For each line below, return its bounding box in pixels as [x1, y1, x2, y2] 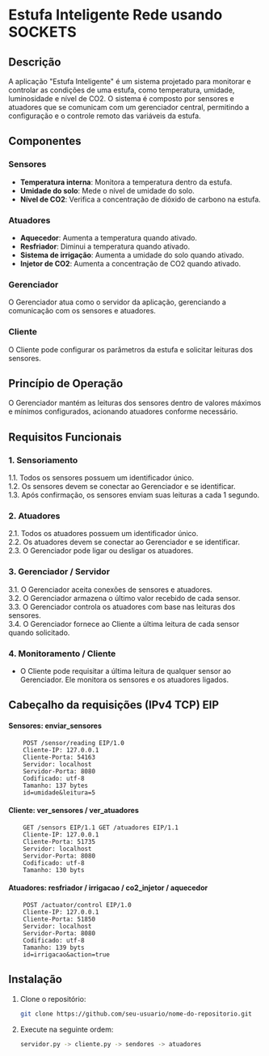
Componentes [8, 134, 82, 148]
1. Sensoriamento [8, 454, 78, 466]
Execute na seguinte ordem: [19, 1024, 114, 1034]
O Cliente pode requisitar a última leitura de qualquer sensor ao [19, 666, 232, 675]
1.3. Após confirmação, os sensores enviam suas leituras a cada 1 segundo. [8, 490, 260, 500]
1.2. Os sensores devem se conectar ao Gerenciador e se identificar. [8, 482, 236, 492]
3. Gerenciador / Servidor [8, 566, 111, 577]
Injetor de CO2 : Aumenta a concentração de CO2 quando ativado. [19, 258, 242, 268]
